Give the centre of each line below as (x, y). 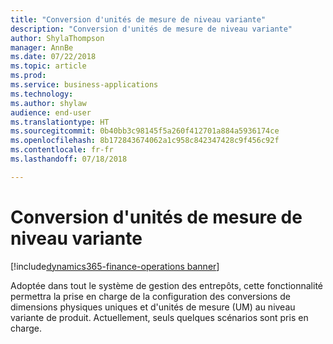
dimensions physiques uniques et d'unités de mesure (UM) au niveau (153, 307)
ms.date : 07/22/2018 (53, 57)
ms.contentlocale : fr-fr (62, 150)
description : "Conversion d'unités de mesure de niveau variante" (151, 29)
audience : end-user (51, 112)
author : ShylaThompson (57, 38)
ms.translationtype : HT (60, 122)
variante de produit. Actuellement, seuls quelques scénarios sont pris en (159, 317)
